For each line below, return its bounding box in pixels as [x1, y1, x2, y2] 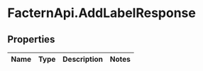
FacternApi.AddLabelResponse [7, 5, 197, 21]
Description [62, 55, 103, 64]
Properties [7, 33, 55, 45]
